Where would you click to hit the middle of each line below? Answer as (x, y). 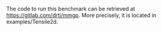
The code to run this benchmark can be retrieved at (71, 9)
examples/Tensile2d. (32, 22)
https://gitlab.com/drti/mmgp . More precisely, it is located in (81, 15)
